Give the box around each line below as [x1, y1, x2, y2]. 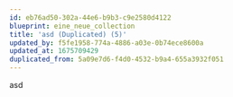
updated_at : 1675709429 [9, 47, 99, 56]
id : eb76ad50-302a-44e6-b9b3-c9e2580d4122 [9, 13, 172, 22]
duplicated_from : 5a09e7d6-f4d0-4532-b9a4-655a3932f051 [9, 55, 224, 64]
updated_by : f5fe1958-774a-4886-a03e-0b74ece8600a [9, 38, 204, 48]
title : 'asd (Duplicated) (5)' [9, 30, 127, 39]
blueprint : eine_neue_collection [9, 22, 135, 31]
